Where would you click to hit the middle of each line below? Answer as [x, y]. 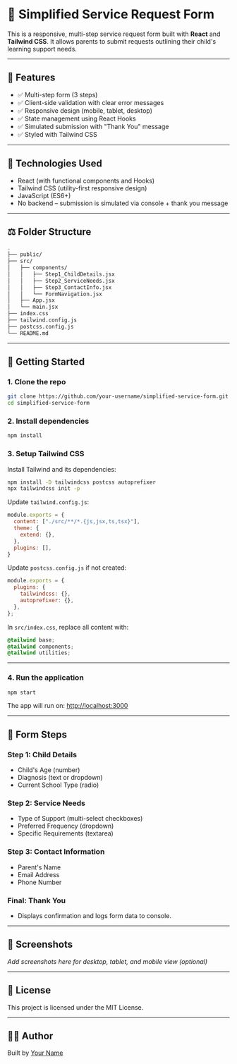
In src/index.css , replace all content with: [68, 627]
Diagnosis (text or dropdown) [60, 778]
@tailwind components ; [41, 647]
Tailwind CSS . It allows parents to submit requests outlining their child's [112, 41]
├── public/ [25, 255]
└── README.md [28, 333]
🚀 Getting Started [46, 362]
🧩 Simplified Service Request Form [111, 14]
